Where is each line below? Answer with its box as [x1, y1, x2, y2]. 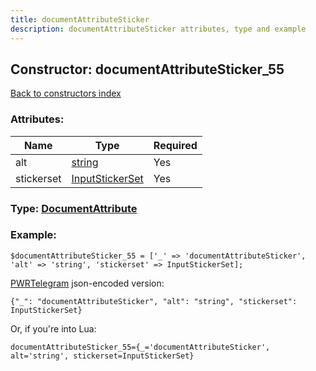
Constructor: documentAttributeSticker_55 [10, 61, 285, 78]
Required [153, 138, 198, 152]
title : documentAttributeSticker [10, 14, 150, 25]
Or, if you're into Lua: [10, 322, 97, 335]
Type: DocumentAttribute [10, 201, 138, 215]
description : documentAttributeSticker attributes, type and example [10, 24, 307, 34]
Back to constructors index [10, 87, 122, 100]
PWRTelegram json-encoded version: [10, 277, 165, 289]
